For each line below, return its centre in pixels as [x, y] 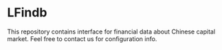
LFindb [27, 13]
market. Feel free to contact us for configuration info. [82, 38]
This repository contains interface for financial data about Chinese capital [111, 32]
